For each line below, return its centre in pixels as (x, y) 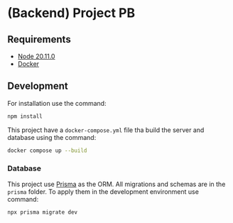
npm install (25, 116)
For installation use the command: (57, 103)
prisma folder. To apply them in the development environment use (103, 191)
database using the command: (52, 137)
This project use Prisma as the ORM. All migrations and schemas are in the (116, 184)
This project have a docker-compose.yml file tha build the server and (106, 130)
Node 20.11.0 (36, 56)
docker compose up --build (47, 151)
